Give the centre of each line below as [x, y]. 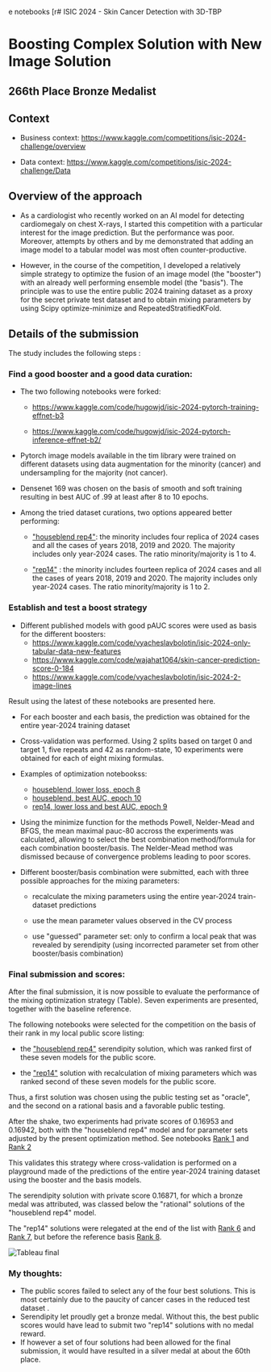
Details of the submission [74, 334]
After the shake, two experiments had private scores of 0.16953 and [121, 1121]
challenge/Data [45, 171]
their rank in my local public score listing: [77, 1033]
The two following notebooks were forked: [90, 391]
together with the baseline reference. [70, 1009]
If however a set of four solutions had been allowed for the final [125, 1342]
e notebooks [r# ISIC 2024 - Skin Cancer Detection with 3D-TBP [115, 12]
